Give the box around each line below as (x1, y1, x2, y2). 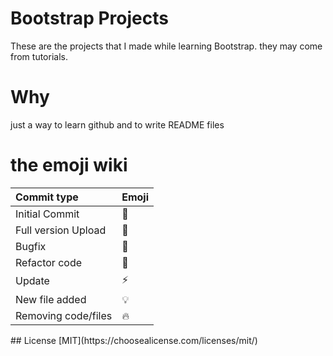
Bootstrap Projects (10, 7, 169, 30)
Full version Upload (15, 223, 107, 237)
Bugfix (15, 239, 47, 253)
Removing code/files (15, 308, 113, 322)
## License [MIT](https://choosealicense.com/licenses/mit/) (10, 334, 258, 346)
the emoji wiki (10, 154, 128, 177)
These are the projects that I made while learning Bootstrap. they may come (10, 40, 323, 52)
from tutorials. (10, 50, 68, 62)
